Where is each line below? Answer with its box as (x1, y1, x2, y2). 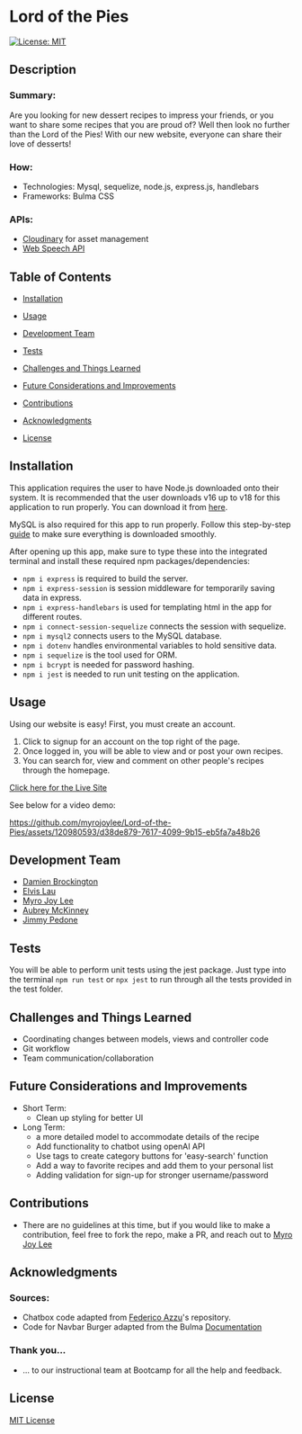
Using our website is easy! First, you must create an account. (9, 718, 235, 730)
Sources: (9, 1292, 50, 1304)
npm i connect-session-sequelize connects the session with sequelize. (22, 621, 287, 632)
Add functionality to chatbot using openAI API (35, 1141, 205, 1152)
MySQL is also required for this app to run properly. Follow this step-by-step (9, 519, 291, 530)
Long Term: (22, 1122, 66, 1133)
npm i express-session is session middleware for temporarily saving (22, 582, 276, 593)
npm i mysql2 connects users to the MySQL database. (22, 630, 222, 641)
